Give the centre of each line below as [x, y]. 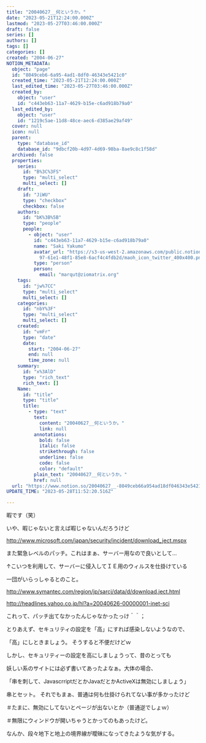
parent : [22, 138]
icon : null [26, 132]
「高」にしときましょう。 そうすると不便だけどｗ [69, 642]
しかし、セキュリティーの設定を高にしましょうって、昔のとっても [89, 655]
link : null [53, 429]
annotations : [50, 434]
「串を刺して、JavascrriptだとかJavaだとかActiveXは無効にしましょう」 [98, 682]
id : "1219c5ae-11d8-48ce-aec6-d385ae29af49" [75, 120]
